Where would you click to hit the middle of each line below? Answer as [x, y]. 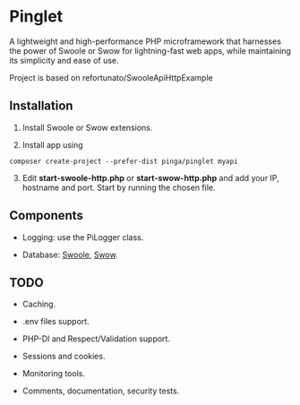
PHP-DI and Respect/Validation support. [96, 339]
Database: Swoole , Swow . [70, 254]
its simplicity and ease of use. [64, 60]
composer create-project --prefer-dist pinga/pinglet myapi [124, 161]
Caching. [39, 304]
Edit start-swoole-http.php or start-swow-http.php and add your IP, [150, 177]
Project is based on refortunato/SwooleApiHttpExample [111, 77]
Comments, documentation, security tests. [101, 391]
